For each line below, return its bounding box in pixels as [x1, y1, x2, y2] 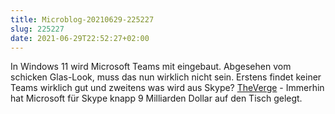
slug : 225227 [10, 24, 65, 34]
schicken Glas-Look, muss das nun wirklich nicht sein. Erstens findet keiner [10, 71, 322, 83]
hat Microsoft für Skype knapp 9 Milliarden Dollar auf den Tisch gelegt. [10, 92, 303, 105]
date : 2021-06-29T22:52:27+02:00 [10, 33, 150, 43]
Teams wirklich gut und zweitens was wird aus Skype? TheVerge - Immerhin [10, 82, 325, 94]
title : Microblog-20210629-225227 [10, 14, 155, 25]
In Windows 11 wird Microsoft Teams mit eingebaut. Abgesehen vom [10, 61, 292, 73]
